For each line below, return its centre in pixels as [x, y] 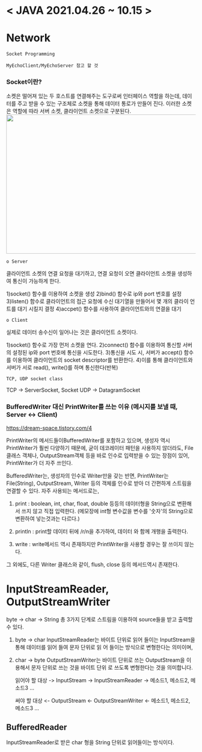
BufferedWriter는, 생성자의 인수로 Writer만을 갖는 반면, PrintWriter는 [88, 475]
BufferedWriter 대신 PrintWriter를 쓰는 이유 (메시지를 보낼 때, [92, 407]
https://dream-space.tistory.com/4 [49, 428]
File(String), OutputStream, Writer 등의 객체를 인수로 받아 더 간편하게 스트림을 [99, 483]
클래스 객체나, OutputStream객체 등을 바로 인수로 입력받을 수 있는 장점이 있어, [98, 455]
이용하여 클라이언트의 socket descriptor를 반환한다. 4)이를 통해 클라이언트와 [103, 360]
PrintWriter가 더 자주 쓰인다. [40, 463]
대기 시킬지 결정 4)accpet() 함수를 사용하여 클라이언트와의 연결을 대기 [99, 309]
